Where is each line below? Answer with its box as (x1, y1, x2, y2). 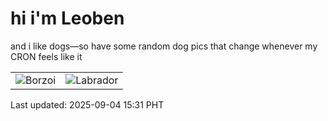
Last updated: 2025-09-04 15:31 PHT (10, 98, 165, 111)
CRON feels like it (10, 50, 83, 62)
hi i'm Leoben (10, 7, 125, 30)
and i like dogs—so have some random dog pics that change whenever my (10, 40, 318, 52)
